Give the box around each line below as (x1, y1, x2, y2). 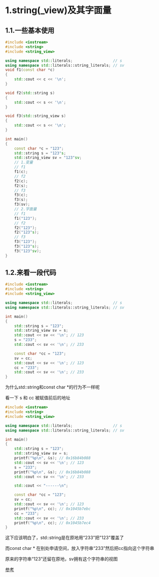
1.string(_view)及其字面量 (5, 5, 112, 16)
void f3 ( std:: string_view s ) (5, 113, 66, 118)
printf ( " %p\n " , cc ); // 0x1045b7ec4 (14, 520, 91, 525)
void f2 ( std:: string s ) (5, 90, 55, 95)
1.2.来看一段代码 (5, 268, 57, 277)
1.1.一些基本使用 (5, 26, 55, 35)
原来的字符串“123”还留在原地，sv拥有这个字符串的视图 (5, 556, 118, 562)
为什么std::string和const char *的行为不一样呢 (5, 384, 100, 390)
